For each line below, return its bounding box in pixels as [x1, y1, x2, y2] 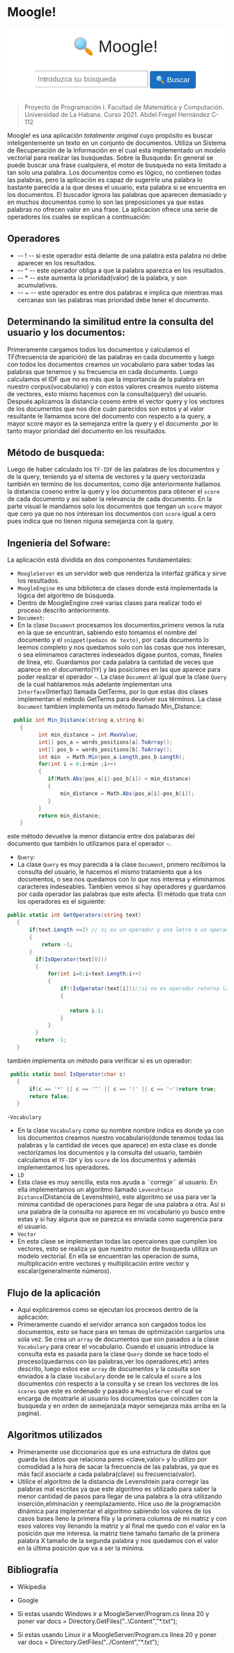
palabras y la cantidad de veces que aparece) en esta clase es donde [17, 1141, 217, 1150]
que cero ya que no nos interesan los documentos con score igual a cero [7, 510, 216, 518]
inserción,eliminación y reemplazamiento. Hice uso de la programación [17, 1499, 221, 1507]
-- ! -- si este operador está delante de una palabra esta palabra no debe [17, 251, 227, 260]
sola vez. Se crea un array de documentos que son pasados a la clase [17, 1335, 219, 1344]
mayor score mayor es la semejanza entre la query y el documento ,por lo [7, 419, 219, 428]
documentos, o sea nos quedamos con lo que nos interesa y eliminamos [17, 875, 225, 884]
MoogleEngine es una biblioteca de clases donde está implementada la [17, 584, 218, 593]
